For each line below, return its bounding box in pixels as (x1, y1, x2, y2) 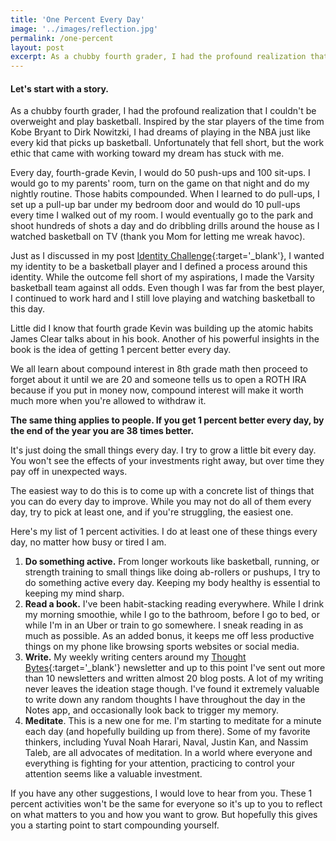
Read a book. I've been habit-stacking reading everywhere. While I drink (24, 598, 325, 610)
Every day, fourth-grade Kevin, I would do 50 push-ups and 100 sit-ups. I (10, 167, 311, 179)
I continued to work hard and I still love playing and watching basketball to (10, 292, 316, 305)
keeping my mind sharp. (24, 587, 125, 600)
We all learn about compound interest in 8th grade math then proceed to (10, 363, 308, 375)
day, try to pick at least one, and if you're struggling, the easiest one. (10, 506, 294, 518)
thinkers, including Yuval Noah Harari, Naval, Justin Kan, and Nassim (24, 736, 309, 748)
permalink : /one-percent (10, 33, 114, 43)
